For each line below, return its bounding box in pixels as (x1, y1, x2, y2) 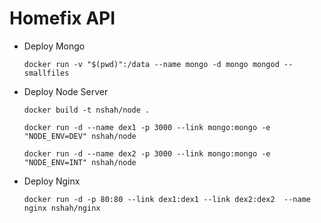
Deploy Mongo (23, 40, 86, 52)
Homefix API (9, 7, 116, 30)
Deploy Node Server (23, 85, 109, 97)
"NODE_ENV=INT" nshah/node (23, 157, 137, 167)
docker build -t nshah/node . (23, 105, 151, 115)
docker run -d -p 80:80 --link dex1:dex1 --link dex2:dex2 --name (23, 194, 311, 204)
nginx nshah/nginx (23, 203, 101, 213)
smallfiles (23, 68, 70, 78)
